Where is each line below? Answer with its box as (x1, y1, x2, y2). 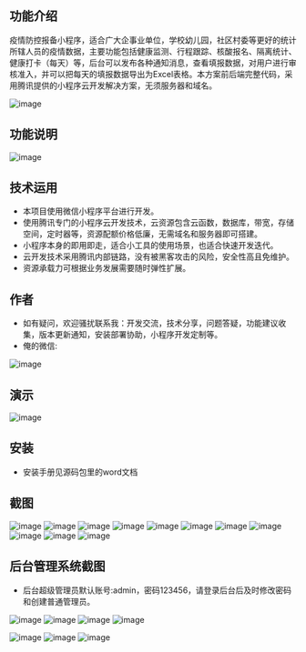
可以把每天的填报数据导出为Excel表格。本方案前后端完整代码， (48, 68, 285, 79)
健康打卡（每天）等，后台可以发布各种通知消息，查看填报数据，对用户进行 (9, 57, 289, 68)
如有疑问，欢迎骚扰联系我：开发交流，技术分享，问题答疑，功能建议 (22, 317, 279, 329)
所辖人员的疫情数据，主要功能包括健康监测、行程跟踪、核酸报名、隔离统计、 (9, 45, 297, 56)
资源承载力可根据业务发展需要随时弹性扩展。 (22, 263, 191, 274)
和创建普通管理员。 (22, 596, 96, 607)
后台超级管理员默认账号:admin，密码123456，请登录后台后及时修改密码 (22, 585, 292, 596)
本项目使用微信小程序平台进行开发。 (22, 206, 159, 216)
